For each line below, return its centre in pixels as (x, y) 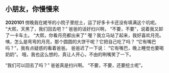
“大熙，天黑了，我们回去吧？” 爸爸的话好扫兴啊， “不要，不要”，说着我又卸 (84, 29)
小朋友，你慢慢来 (32, 9)
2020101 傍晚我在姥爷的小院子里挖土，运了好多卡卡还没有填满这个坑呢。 (82, 22)
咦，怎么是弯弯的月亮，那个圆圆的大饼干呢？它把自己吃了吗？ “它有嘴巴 (81, 41)
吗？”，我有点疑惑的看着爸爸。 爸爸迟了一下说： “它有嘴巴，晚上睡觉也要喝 (85, 48)
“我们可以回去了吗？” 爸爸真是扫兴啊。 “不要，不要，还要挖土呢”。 (75, 65)
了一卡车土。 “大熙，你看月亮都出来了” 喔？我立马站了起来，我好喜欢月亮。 (85, 35)
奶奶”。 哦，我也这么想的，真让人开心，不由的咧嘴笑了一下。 (70, 54)
